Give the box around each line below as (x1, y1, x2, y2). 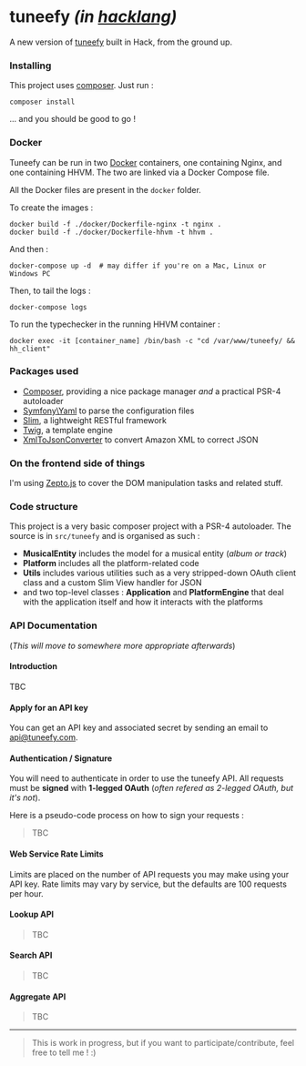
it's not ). (9, 792, 41, 803)
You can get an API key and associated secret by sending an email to (9, 722, 269, 734)
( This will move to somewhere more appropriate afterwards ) (9, 640, 236, 651)
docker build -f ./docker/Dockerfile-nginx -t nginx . (9, 219, 222, 228)
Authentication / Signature (9, 753, 113, 764)
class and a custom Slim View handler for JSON (22, 577, 202, 588)
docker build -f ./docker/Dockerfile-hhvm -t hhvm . (9, 228, 214, 237)
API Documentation (9, 619, 98, 632)
